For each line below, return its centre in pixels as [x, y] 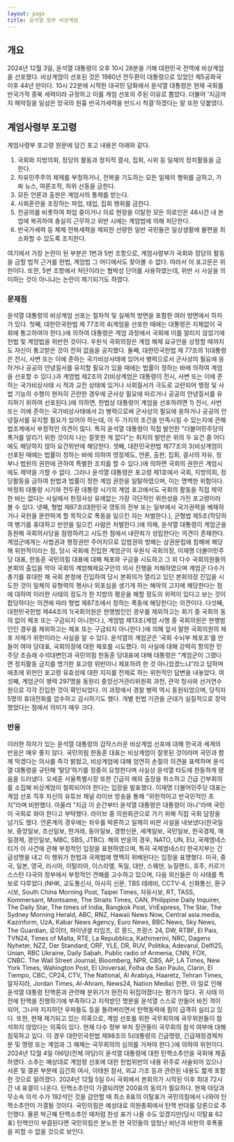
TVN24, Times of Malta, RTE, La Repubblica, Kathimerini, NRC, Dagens [109, 938]
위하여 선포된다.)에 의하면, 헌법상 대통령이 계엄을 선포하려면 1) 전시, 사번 [124, 403]
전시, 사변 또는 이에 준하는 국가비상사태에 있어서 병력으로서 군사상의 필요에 [116, 359]
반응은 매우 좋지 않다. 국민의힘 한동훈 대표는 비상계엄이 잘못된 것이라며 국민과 [112, 753]
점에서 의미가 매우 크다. [63, 707]
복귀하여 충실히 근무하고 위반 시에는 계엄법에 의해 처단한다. [110, 221]
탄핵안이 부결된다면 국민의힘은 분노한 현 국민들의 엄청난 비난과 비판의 [110, 1122]
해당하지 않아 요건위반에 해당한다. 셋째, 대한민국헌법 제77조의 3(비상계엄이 [121, 446]
